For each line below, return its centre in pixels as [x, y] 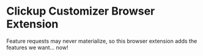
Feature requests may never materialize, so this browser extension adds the [102, 41]
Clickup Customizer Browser [81, 11]
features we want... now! [37, 47]
